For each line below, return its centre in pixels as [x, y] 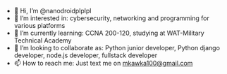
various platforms [39, 25]
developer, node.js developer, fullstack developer [85, 55]
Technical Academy [43, 40]
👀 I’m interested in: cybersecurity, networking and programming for [111, 18]
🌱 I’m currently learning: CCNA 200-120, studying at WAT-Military [109, 33]
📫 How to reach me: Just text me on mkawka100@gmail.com [103, 63]
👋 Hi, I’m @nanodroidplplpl [53, 11]
